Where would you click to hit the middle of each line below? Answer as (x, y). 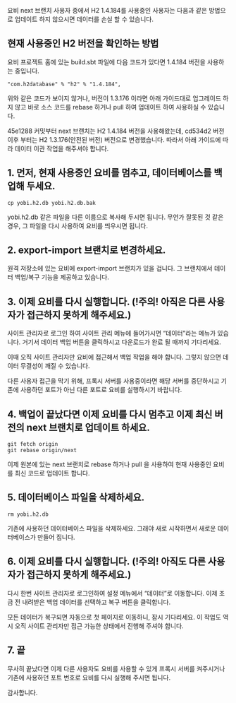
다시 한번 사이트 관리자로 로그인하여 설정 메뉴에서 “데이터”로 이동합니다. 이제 (112, 593)
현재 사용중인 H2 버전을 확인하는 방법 (83, 43)
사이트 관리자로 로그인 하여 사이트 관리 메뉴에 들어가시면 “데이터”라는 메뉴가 (112, 333)
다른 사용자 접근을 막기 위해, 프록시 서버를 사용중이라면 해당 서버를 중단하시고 (113, 381)
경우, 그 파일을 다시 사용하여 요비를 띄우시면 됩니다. (77, 225)
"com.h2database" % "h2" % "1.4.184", (64, 84)
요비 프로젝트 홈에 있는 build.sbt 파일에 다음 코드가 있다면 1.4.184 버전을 (106, 61)
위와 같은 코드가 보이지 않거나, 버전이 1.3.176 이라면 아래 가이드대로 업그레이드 (114, 98)
